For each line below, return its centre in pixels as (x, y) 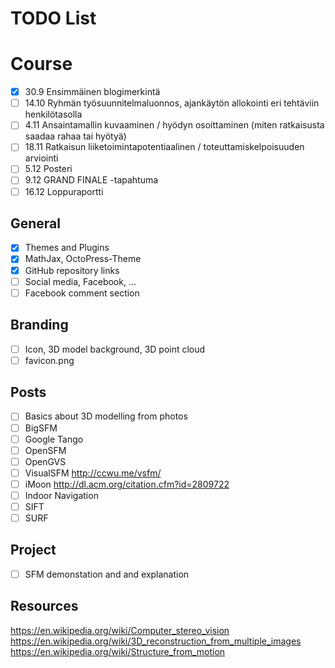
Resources (44, 606)
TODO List (53, 18)
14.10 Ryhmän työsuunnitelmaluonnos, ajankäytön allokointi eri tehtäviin (172, 103)
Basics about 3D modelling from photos (106, 416)
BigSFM (41, 428)
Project (33, 550)
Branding (39, 325)
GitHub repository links (72, 270)
